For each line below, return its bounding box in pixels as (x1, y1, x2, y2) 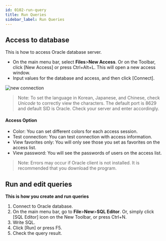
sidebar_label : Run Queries (5, 17, 65, 22)
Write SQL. (12, 219, 36, 226)
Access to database (5, 36, 70, 44)
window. (12, 70, 30, 76)
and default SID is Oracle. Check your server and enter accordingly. (17, 106, 159, 112)
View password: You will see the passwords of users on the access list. (12, 150, 162, 156)
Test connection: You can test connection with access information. (12, 134, 152, 140)
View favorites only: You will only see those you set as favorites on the (12, 139, 160, 145)
